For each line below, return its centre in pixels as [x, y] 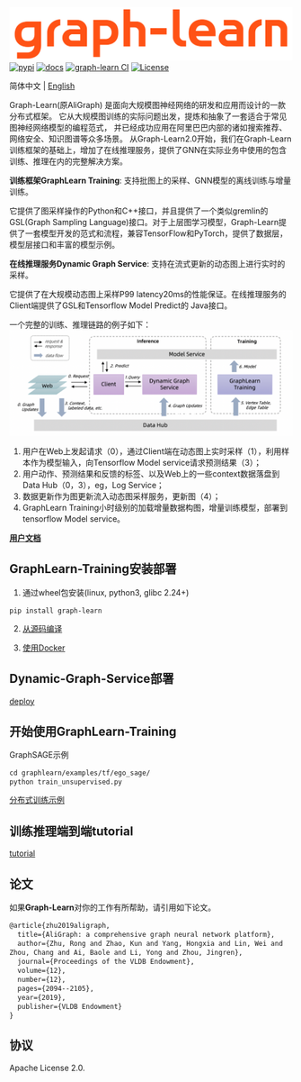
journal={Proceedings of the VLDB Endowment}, [106, 962]
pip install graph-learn [56, 611]
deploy [22, 701]
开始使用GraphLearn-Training [93, 732]
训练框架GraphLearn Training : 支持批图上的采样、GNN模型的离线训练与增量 [150, 180]
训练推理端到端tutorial [71, 831]
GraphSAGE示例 [39, 755]
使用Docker [44, 648]
